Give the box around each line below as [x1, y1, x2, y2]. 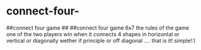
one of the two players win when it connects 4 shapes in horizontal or [6, 30, 180, 37]
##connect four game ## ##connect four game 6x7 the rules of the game [6, 24, 190, 31]
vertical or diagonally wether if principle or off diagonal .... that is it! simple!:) [6, 37, 196, 44]
